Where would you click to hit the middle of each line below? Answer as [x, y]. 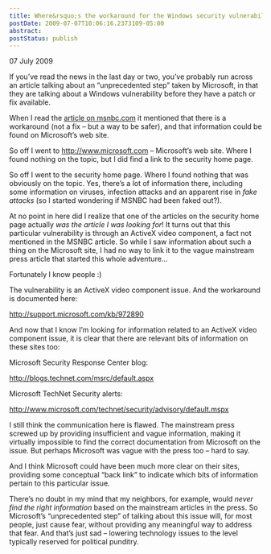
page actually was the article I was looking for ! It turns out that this [120, 225]
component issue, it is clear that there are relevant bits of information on [129, 338]
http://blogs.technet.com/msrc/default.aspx [82, 378]
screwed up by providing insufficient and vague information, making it [125, 434]
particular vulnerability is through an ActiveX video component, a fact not [130, 234]
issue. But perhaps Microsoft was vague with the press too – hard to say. [129, 451]
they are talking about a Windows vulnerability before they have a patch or [133, 94]
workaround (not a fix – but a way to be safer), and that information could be [135, 126]
